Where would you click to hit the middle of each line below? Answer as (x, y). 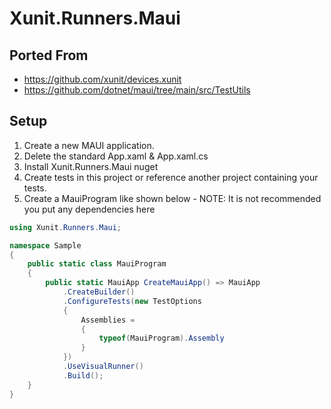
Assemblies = (108, 320)
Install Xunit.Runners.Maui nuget (91, 166)
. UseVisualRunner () (103, 367)
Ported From (49, 55)
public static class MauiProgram (97, 264)
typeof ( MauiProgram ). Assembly (161, 338)
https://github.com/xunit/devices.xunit (102, 79)
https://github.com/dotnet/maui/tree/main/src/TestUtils (137, 90)
